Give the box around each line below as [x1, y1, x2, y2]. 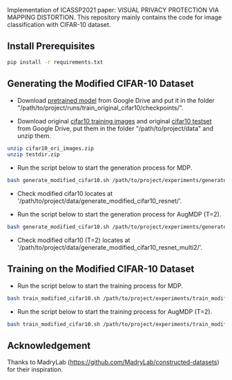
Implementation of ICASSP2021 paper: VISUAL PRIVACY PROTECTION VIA [7, 6, 220, 14]
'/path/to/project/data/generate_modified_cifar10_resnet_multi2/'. [17, 243, 203, 251]
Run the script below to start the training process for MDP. [17, 281, 183, 290]
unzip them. [17, 131, 52, 140]
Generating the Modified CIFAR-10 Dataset [7, 78, 195, 90]
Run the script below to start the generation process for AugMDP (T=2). [17, 210, 222, 219]
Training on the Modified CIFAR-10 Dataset [7, 263, 195, 275]
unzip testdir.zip [7, 151, 60, 158]
